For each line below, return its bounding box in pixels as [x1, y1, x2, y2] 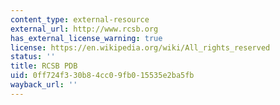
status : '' [10, 52, 56, 62]
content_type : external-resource [10, 14, 150, 25]
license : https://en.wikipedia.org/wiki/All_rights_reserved [10, 42, 271, 53]
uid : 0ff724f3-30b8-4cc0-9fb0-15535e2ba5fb [10, 71, 195, 81]
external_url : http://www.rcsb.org [10, 24, 159, 34]
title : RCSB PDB [10, 61, 78, 71]
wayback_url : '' [10, 80, 78, 90]
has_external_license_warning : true [10, 33, 163, 43]
